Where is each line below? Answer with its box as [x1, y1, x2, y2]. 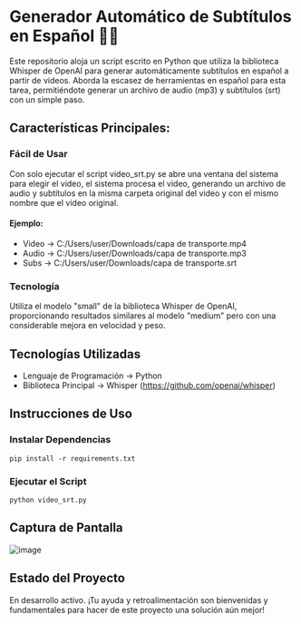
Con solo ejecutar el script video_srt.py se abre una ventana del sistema [9, 168, 279, 179]
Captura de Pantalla [9, 520, 124, 536]
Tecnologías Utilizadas [9, 346, 141, 362]
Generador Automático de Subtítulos [9, 6, 292, 27]
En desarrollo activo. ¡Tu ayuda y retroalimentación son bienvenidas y [9, 594, 269, 605]
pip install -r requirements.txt [9, 453, 136, 463]
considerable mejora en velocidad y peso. [9, 320, 166, 331]
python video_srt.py [9, 495, 88, 504]
